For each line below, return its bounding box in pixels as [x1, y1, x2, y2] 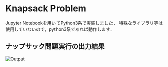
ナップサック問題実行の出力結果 [5, 42, 105, 51]
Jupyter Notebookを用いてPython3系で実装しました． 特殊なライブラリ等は [5, 20, 163, 26]
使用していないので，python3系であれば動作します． [5, 26, 115, 32]
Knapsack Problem [5, 3, 87, 14]
